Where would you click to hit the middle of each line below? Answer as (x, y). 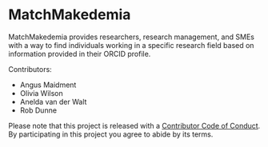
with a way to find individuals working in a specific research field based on (131, 45)
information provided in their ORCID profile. (80, 54)
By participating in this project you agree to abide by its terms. (111, 134)
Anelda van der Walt (53, 101)
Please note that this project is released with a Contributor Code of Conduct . (134, 125)
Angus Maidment (48, 85)
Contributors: (30, 69)
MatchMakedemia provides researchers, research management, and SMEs (131, 37)
